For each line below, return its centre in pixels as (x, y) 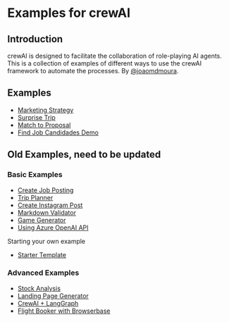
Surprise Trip (37, 117)
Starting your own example (47, 241)
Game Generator (42, 220)
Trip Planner (35, 197)
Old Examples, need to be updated (84, 155)
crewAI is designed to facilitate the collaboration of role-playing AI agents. (114, 56)
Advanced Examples (43, 273)
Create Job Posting (45, 190)
